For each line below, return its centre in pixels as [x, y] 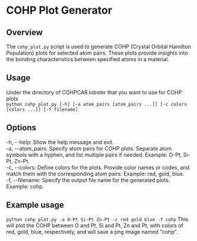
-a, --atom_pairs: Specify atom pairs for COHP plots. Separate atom [89, 148]
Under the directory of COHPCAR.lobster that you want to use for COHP [94, 92]
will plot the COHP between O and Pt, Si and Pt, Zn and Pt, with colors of [95, 226]
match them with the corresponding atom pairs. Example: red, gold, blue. [95, 174]
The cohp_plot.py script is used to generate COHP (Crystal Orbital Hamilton [99, 46]
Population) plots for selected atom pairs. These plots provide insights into [97, 53]
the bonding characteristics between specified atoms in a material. [88, 59]
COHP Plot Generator [59, 10]
